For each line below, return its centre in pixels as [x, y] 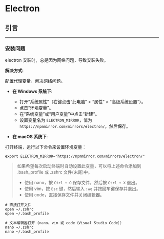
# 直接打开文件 [18, 205]
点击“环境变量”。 [36, 108]
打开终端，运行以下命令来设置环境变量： [46, 147]
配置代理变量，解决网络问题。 [35, 81]
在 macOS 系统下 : [30, 137]
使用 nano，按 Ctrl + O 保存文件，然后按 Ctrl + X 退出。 [82, 183]
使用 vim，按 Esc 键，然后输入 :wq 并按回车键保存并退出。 [82, 189]
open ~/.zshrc [20, 209]
